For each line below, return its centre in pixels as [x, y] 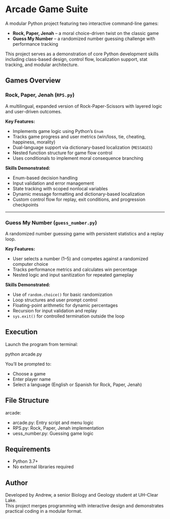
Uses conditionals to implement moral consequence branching [78, 158]
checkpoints [26, 204]
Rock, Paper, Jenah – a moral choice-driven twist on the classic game [86, 33]
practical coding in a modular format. [44, 511]
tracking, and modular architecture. [42, 64]
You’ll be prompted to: [28, 364]
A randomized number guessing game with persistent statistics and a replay [84, 233]
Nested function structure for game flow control [62, 153]
